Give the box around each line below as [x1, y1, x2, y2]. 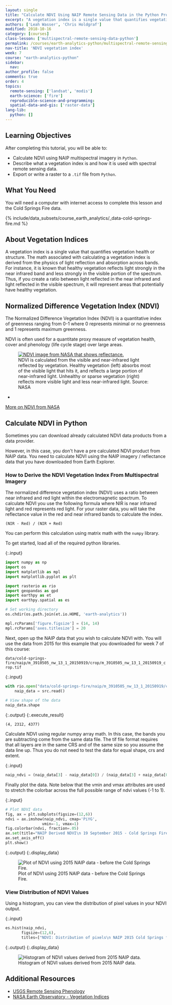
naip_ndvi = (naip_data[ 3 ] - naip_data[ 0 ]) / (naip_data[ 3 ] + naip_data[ [5, 772, 166, 778]
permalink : [5, 41, 29, 46]
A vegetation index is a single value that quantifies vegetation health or [5, 249, 155, 255]
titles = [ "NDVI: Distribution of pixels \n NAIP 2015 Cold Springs [21, 935, 164, 940]
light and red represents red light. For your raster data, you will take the [5, 506, 155, 512]
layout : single [5, 7, 38, 13]
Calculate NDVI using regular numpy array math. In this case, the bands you [5, 731, 165, 737]
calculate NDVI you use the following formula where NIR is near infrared [5, 500, 157, 507]
